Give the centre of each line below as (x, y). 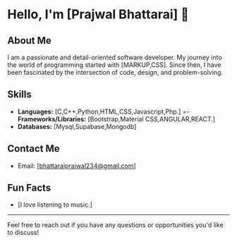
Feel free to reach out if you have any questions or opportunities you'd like (115, 225)
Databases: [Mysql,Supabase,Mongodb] (77, 126)
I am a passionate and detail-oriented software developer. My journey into (115, 57)
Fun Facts (29, 188)
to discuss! (23, 233)
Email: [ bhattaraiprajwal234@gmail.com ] (77, 166)
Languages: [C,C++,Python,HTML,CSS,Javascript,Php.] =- (103, 111)
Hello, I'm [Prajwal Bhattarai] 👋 (98, 14)
